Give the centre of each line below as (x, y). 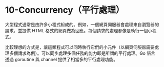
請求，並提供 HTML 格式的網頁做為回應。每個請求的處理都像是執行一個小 (79, 30)
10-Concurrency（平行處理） (65, 10)
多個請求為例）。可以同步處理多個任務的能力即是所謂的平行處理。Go (77, 53)
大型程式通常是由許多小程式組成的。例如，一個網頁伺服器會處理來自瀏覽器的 (82, 24)
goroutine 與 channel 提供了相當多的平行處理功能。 (66, 59)
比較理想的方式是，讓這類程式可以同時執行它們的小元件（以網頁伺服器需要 (80, 47)
